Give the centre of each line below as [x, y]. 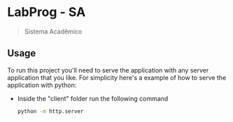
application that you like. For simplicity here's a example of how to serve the [117, 77]
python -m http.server [50, 111]
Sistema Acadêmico [53, 31]
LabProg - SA [47, 12]
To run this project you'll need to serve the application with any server [108, 70]
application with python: [42, 85]
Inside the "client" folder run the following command [93, 98]
